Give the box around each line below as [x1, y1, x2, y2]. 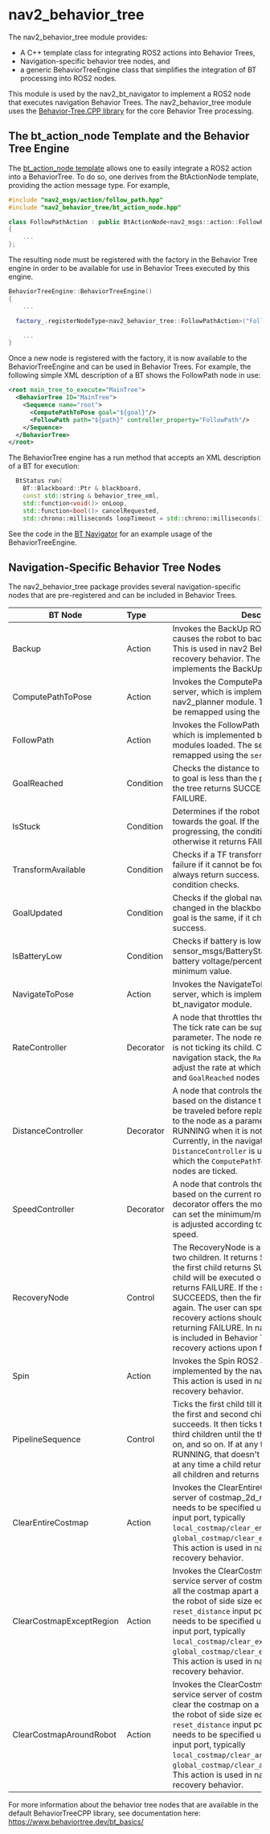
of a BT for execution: [8, 461, 80, 471]
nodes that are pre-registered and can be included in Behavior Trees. [8, 591, 237, 600]
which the [172, 1156, 211, 1167]
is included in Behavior [172, 1333, 259, 1344]
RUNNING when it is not [172, 1125, 263, 1136]
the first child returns [172, 1262, 252, 1273]
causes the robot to [172, 633, 247, 645]
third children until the [172, 1429, 256, 1440]
